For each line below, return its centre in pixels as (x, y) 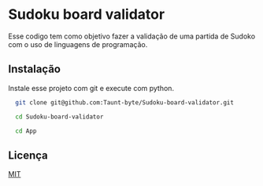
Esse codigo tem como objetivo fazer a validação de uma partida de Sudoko (132, 36)
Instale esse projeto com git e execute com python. (91, 88)
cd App (26, 131)
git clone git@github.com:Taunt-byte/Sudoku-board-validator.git (125, 102)
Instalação (35, 69)
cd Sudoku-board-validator (59, 117)
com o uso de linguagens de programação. (78, 44)
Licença (28, 155)
